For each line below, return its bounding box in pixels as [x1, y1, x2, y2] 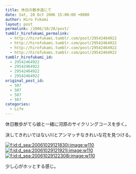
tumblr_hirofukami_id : [5, 54, 53, 60]
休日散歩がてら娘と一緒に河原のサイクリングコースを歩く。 [5, 121, 130, 127]
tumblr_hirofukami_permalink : [5, 31, 70, 36]
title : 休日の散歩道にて [5, 7, 52, 13]
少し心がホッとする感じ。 [5, 163, 59, 169]
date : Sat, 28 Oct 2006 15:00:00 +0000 [5, 12, 90, 17]
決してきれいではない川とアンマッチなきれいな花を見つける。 [5, 132, 134, 137]
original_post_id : [5, 78, 44, 83]
